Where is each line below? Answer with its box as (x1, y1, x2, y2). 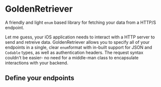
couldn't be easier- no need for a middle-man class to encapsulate (5, 54, 139, 60)
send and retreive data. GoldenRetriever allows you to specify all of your (5, 39, 150, 45)
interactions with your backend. (5, 60, 69, 66)
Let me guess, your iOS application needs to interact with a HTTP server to (5, 34, 155, 40)
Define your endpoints (5, 74, 74, 82)
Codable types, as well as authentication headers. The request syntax (5, 50, 143, 55)
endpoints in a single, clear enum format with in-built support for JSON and (5, 44, 152, 50)
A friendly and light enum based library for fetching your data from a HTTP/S (5, 19, 157, 25)
